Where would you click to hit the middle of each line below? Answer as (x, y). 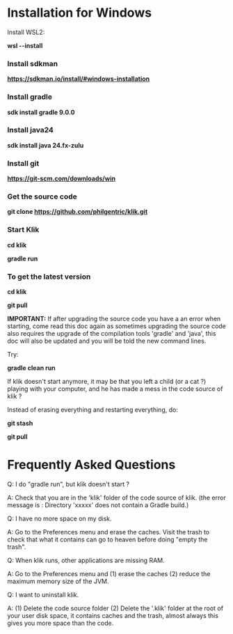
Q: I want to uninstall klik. (43, 594)
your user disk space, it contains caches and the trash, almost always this (113, 615)
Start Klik (23, 230)
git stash (20, 424)
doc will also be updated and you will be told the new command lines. (107, 341)
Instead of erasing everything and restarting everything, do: (93, 410)
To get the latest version (49, 277)
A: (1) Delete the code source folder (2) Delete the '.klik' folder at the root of (115, 608)
